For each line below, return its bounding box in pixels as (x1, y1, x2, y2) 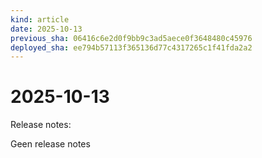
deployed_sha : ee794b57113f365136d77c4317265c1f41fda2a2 (10, 42, 253, 53)
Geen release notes (10, 138, 91, 150)
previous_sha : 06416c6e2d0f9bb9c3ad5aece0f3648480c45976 (10, 33, 253, 43)
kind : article (10, 14, 70, 25)
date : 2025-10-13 (10, 24, 83, 34)
